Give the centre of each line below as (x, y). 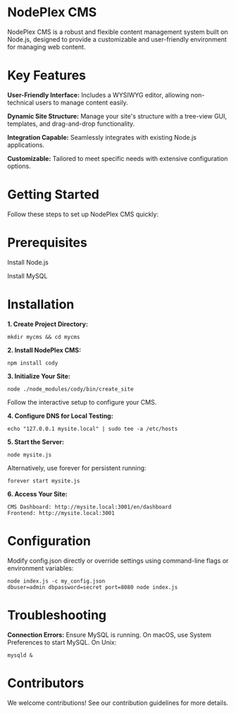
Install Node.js (28, 262)
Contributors (46, 683)
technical (20, 102)
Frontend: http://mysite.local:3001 (61, 513)
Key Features (47, 76)
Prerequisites (48, 243)
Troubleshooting (57, 615)
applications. (26, 145)
